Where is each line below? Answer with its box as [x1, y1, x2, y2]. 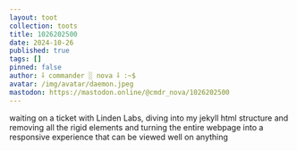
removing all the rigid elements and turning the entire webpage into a [9, 122, 264, 132]
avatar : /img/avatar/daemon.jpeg [9, 80, 134, 88]
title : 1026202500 [9, 29, 78, 38]
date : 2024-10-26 [9, 38, 74, 47]
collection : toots [9, 21, 78, 30]
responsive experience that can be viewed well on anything [9, 131, 228, 142]
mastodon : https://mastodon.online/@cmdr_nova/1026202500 [9, 88, 230, 96]
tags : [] [9, 55, 42, 63]
